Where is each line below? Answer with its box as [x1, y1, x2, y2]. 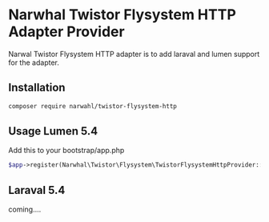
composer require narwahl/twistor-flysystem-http [8, 102, 178, 110]
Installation [8, 81, 66, 95]
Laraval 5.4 [8, 183, 66, 197]
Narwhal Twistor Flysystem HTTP [8, 6, 236, 24]
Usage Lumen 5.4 [8, 124, 98, 138]
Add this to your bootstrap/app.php [8, 146, 125, 155]
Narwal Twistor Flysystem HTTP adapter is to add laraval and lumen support [8, 49, 260, 59]
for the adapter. [8, 58, 60, 67]
